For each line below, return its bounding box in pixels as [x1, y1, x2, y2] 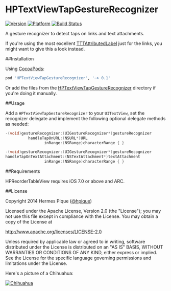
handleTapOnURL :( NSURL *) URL [28, 136, 88, 141]
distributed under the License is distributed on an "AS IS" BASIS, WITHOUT [5, 244, 163, 250]
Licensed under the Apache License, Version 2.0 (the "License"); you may [5, 208, 161, 214]
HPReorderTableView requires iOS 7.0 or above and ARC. [5, 178, 125, 185]
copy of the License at [5, 219, 53, 225]
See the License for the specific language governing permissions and [5, 255, 152, 261]
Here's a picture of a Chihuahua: [5, 270, 74, 277]
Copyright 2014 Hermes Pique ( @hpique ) [5, 198, 92, 204]
